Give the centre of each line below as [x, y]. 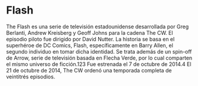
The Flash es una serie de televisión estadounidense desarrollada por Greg [98, 27]
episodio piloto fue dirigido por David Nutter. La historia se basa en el [90, 39]
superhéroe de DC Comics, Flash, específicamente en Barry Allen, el [90, 45]
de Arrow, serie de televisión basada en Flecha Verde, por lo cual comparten [99, 58]
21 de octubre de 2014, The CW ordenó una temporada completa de [89, 70]
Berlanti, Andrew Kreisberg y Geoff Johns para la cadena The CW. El [90, 32]
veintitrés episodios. [31, 77]
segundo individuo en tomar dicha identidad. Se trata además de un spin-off [99, 51]
